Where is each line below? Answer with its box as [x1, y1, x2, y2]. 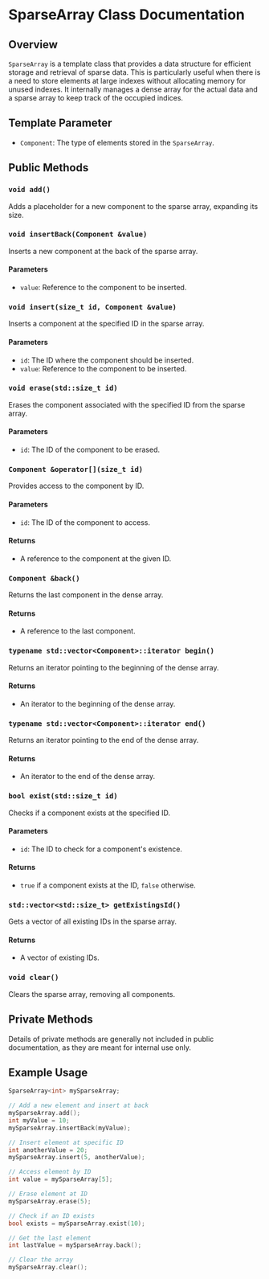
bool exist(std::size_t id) [8, 792, 118, 801]
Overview [8, 38, 59, 51]
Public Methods [8, 161, 89, 174]
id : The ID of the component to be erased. [19, 445, 161, 454]
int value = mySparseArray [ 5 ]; [8, 1175, 113, 1183]
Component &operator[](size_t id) [8, 465, 143, 473]
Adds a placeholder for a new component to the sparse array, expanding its [8, 201, 259, 211]
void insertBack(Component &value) [8, 230, 148, 239]
